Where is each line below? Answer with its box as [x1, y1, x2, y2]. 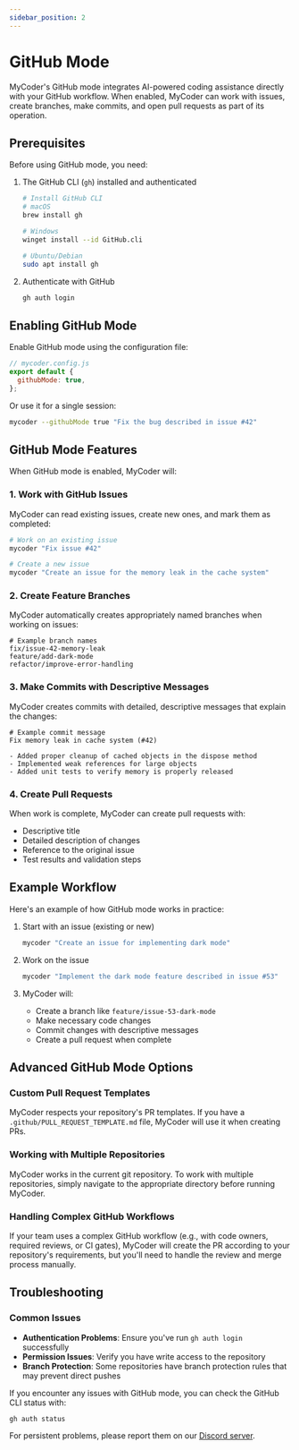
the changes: [9, 711, 58, 721]
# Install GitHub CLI [21, 194, 103, 203]
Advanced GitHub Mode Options [9, 1060, 194, 1075]
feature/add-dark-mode [9, 652, 94, 661]
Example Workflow [9, 880, 117, 895]
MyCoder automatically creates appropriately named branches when [9, 610, 262, 620]
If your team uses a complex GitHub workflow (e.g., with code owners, [9, 1230, 269, 1241]
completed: [9, 518, 51, 529]
